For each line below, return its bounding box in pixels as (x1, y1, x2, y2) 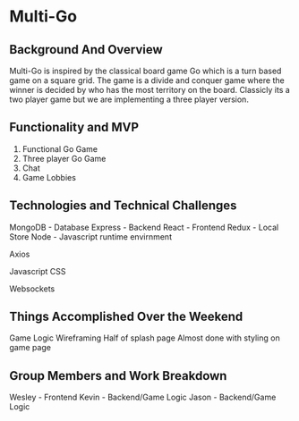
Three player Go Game (21, 153, 107, 164)
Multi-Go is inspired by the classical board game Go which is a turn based (9, 65, 282, 76)
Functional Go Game (21, 143, 98, 154)
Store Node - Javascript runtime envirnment (9, 231, 173, 242)
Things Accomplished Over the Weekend (9, 309, 243, 324)
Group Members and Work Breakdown (9, 368, 227, 383)
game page (9, 342, 52, 353)
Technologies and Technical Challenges (9, 198, 237, 214)
